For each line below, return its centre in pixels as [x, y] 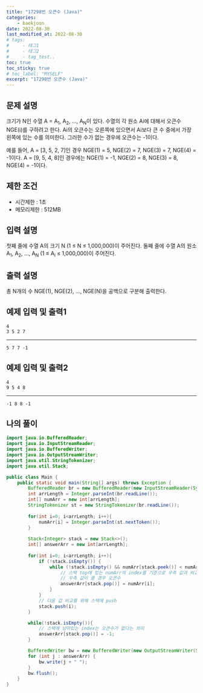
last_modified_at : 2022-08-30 [44, 34]
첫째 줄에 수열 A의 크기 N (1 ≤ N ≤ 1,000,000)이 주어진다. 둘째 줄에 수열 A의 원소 [101, 246]
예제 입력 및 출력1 [37, 312]
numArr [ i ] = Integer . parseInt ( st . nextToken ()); [100, 522]
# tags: [16, 40]
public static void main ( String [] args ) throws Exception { [94, 483]
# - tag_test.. [31, 57]
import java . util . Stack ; [37, 466]
